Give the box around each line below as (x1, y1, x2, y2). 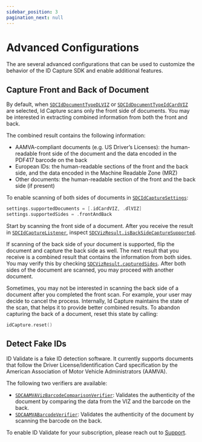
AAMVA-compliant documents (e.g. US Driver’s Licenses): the (15, 144, 169, 151)
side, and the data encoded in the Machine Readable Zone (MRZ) (15, 169, 178, 176)
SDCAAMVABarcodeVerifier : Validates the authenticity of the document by (15, 410, 194, 418)
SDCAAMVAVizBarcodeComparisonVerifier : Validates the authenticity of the (15, 391, 195, 398)
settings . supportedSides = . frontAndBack (6, 212, 112, 218)
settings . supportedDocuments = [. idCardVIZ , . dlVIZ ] (6, 206, 142, 212)
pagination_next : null (6, 15, 64, 21)
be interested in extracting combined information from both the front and (6, 113, 187, 121)
